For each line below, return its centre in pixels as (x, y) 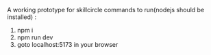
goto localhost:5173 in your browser (67, 44)
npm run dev (35, 37)
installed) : (22, 17)
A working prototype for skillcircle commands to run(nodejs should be (106, 10)
